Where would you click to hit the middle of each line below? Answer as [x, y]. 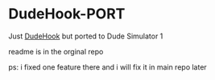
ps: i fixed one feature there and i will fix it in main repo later [107, 67]
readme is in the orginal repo [56, 51]
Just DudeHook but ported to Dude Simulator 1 [86, 36]
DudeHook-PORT [67, 14]
